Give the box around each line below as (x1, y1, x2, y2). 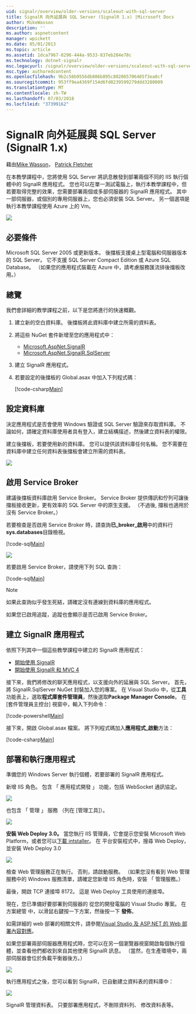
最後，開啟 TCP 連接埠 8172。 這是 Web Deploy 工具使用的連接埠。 (6, 888, 168, 895)
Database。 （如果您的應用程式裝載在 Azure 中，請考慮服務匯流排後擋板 (6, 264, 181, 271)
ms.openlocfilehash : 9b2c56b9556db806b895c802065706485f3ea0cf (6, 74, 163, 80)
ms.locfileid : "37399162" (6, 101, 69, 107)
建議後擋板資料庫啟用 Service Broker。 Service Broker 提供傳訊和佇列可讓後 (6, 494, 189, 501)
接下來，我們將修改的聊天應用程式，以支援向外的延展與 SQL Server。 (6, 679, 173, 686)
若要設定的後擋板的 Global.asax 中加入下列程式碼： (14, 374, 138, 381)
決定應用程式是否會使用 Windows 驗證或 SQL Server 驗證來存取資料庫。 (6, 420, 179, 427)
